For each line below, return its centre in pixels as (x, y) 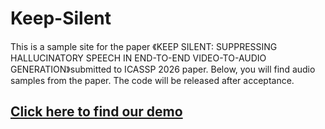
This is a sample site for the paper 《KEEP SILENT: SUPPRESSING (144, 46)
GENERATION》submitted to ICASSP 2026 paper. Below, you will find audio (163, 69)
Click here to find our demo (96, 112)
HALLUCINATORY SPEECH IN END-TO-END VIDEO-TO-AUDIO (138, 58)
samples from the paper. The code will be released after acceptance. (152, 80)
